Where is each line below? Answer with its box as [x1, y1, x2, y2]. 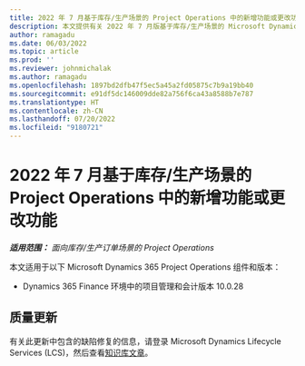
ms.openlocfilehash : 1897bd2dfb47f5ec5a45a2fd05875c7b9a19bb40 [9, 81, 254, 90]
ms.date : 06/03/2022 [9, 38, 88, 48]
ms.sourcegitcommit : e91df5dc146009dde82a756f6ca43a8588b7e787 [9, 89, 254, 98]
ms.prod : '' [9, 55, 54, 64]
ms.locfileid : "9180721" [9, 124, 103, 133]
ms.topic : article [9, 47, 79, 56]
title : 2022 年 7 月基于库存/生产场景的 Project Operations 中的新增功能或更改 [9, 13, 291, 23]
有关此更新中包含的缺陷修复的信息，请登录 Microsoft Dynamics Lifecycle [9, 335, 281, 346]
